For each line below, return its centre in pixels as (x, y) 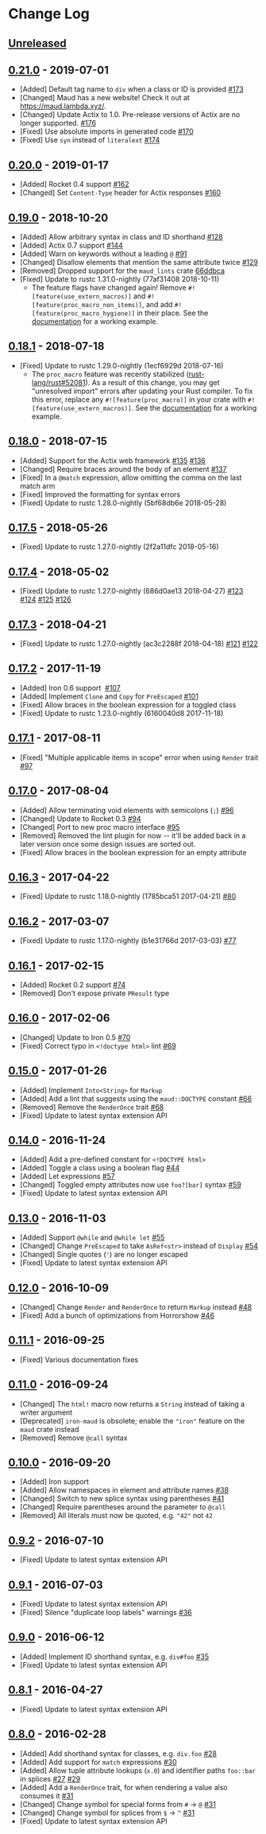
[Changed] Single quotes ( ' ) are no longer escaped (104, 1255)
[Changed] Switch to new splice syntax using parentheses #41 (122, 1499)
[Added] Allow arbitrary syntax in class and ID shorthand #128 (121, 237)
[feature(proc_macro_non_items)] (87, 306)
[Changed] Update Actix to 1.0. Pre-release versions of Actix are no (130, 115)
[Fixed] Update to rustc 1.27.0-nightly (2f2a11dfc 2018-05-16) (120, 547)
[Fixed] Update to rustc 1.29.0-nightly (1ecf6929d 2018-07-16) (121, 365)
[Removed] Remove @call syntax (74, 1438)
